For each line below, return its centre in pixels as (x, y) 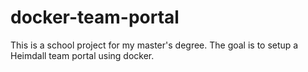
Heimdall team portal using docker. (82, 55)
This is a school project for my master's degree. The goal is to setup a (154, 45)
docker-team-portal (95, 17)
